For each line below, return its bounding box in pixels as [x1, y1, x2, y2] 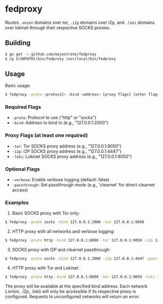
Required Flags [5, 104, 41, 111]
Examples [5, 199, 29, 206]
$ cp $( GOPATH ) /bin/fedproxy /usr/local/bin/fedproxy [5, 56, 116, 61]
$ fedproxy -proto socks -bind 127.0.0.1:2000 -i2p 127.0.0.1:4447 [5, 256, 145, 261]
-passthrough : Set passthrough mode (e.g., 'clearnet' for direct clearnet [12, 182, 155, 188]
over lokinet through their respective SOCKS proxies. [5, 24, 111, 30]
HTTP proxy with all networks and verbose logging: [12, 228, 115, 234]
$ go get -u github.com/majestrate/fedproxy [5, 52, 97, 57]
